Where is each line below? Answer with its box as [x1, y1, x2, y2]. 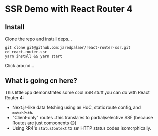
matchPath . [12, 109, 34, 115]
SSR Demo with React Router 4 [5, 3, 132, 15]
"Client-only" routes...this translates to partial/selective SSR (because [12, 114, 153, 120]
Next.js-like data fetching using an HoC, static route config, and [12, 104, 141, 110]
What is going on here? [5, 77, 78, 85]
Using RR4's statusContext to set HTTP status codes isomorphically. [12, 125, 151, 131]
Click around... [5, 63, 35, 68]
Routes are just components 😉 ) [12, 120, 77, 126]
